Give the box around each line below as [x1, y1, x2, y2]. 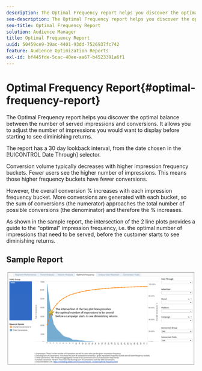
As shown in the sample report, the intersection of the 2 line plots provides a [6, 217, 195, 225]
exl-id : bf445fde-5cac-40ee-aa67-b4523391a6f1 [6, 54, 125, 60]
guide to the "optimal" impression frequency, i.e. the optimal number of [6, 224, 182, 231]
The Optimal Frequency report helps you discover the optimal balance [6, 113, 180, 120]
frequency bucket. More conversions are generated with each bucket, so [6, 193, 187, 201]
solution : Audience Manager [6, 29, 77, 35]
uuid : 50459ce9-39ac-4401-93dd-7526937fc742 [6, 42, 120, 48]
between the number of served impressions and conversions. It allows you [6, 120, 191, 127]
